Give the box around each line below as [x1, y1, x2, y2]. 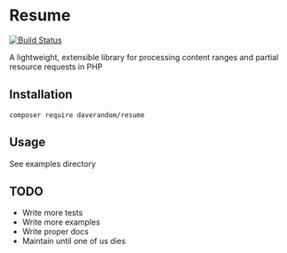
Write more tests [21, 208, 84, 218]
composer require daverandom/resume [9, 110, 145, 120]
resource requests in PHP [9, 61, 103, 72]
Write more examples [21, 217, 100, 227]
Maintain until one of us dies [21, 236, 126, 247]
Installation [9, 87, 73, 102]
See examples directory [9, 158, 96, 169]
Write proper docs [21, 226, 89, 237]
